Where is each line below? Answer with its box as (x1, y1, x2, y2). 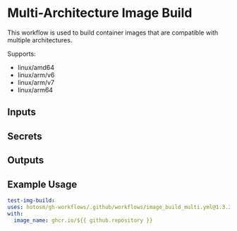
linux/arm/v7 (17, 78, 55, 86)
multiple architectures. (7, 35, 73, 44)
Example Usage (7, 178, 78, 190)
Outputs (7, 154, 44, 167)
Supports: (7, 49, 37, 58)
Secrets (7, 130, 42, 142)
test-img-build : (7, 196, 55, 204)
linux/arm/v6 (17, 71, 55, 79)
